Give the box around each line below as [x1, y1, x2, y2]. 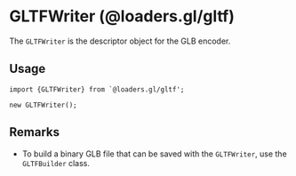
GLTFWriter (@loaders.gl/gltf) [9, 6, 236, 27]
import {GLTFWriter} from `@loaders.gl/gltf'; [9, 84, 185, 94]
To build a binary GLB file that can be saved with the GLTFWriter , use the [21, 148, 287, 159]
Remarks [9, 124, 60, 140]
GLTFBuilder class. [21, 157, 91, 168]
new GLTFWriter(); [9, 100, 77, 109]
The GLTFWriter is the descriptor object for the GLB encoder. [9, 36, 231, 46]
